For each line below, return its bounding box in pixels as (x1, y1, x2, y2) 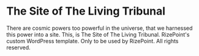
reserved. (6, 44, 31, 51)
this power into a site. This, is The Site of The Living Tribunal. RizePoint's (6, 30, 190, 38)
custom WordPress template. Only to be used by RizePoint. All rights (6, 37, 179, 44)
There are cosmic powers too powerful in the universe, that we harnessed (6, 24, 193, 32)
